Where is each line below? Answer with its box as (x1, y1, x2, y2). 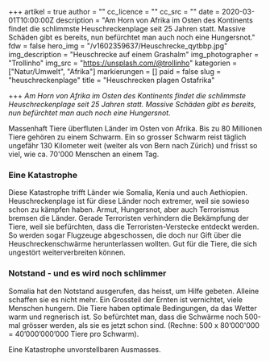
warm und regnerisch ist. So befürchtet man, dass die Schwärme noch (8, 312, 243, 322)
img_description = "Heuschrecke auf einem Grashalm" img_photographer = (8, 50, 260, 59)
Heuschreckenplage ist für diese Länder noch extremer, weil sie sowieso (8, 197, 250, 206)
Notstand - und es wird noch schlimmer (8, 268, 167, 279)
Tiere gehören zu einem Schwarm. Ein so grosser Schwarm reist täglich (8, 132, 247, 142)
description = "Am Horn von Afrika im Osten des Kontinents (56, 15, 254, 25)
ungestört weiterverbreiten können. (8, 247, 127, 257)
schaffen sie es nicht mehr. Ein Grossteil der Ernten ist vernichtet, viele (8, 294, 243, 305)
